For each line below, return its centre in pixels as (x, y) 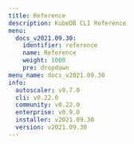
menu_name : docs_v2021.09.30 (57, 75)
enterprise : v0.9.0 (48, 113)
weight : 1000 (44, 61)
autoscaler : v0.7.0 (48, 90)
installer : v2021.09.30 (55, 120)
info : (17, 82)
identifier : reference (60, 46)
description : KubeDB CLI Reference (67, 23)
